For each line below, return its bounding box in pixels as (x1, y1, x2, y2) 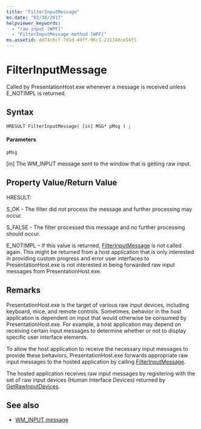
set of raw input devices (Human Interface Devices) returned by (6, 376, 166, 384)
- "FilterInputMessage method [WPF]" (12, 32, 107, 38)
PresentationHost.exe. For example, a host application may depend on (6, 321, 182, 328)
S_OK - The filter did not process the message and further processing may (6, 205, 193, 213)
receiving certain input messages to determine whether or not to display (6, 327, 186, 334)
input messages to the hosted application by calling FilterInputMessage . (6, 358, 186, 365)
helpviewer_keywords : (6, 20, 61, 26)
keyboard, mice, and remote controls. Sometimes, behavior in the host (6, 307, 182, 315)
